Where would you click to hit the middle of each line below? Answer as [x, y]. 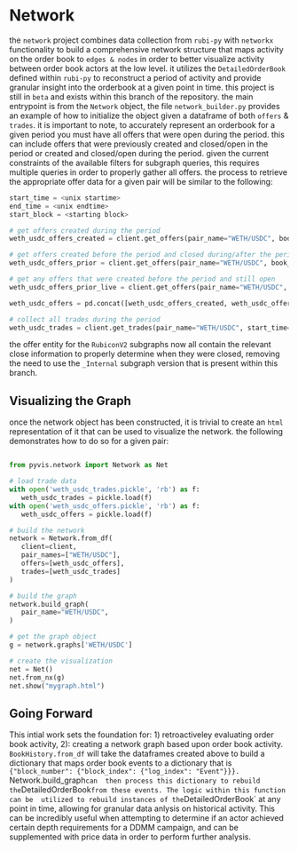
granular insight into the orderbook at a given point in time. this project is [142, 87]
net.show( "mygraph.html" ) [57, 686]
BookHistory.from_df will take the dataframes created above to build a [137, 754]
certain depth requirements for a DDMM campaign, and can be [124, 828]
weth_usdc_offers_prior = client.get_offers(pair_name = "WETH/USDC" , [138, 263]
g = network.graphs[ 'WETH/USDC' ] [71, 645]
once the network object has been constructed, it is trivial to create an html [146, 422]
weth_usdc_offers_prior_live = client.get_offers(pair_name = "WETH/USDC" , [149, 287]
